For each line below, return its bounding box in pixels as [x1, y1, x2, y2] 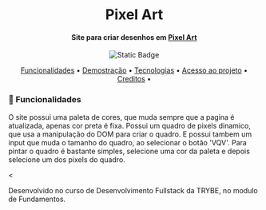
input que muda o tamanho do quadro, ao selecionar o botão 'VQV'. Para [8, 137, 248, 147]
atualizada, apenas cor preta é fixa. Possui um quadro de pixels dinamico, [8, 121, 252, 130]
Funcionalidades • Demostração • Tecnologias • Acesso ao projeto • [20, 65, 248, 75]
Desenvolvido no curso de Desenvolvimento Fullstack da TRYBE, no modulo [8, 185, 258, 195]
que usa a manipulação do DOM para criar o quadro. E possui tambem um [8, 129, 252, 139]
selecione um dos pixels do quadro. [8, 154, 125, 164]
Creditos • [117, 74, 152, 84]
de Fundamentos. [8, 194, 66, 204]
